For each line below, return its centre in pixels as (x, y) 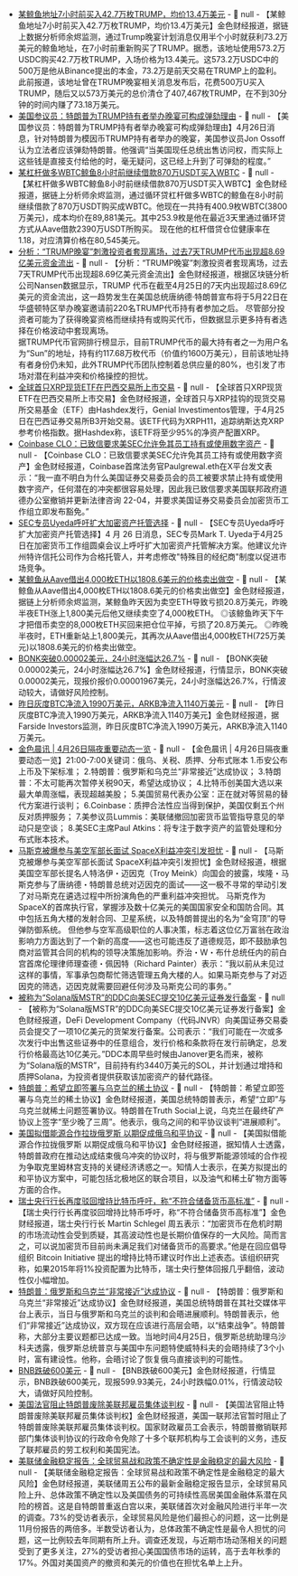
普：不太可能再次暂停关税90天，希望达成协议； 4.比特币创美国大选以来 (150, 783)
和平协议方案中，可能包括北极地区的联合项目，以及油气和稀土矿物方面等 (152, 1178)
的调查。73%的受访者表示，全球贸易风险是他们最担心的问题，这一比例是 (153, 1517)
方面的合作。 (42, 1189)
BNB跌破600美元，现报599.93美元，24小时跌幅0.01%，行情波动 (154, 1382)
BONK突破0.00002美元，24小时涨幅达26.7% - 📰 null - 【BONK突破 (143, 658)
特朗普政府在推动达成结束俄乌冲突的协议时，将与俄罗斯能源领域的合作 (149, 1156)
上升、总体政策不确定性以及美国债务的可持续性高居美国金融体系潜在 (153, 1495)
